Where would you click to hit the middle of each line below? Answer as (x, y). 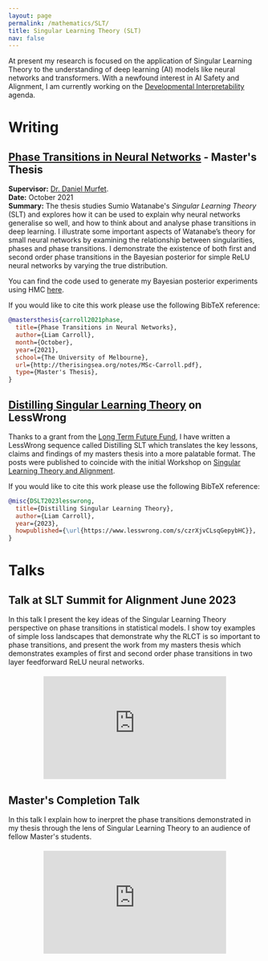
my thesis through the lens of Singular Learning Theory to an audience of (130, 828)
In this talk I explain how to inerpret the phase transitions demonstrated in (130, 819)
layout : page (30, 16)
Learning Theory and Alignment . (62, 470)
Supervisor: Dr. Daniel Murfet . (59, 189)
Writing (34, 127)
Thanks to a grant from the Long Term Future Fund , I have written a (120, 436)
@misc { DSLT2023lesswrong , (51, 501)
